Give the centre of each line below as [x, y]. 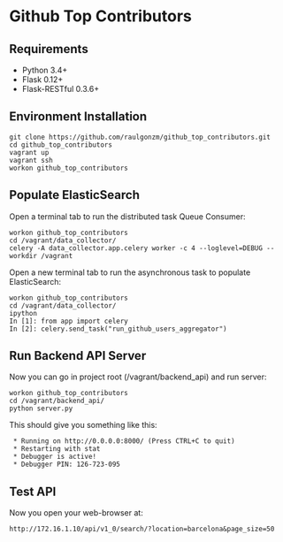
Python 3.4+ [45, 70]
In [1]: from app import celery [69, 321]
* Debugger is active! [55, 457]
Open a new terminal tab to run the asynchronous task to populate [130, 272]
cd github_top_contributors [61, 145]
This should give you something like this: [83, 425]
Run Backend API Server [78, 356]
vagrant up [29, 152]
